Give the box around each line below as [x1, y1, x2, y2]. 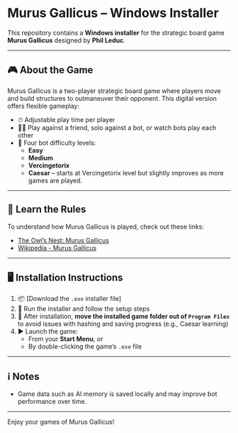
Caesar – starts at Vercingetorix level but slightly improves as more [28, 168, 225, 177]
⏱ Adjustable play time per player [17, 115, 115, 124]
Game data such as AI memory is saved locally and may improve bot [17, 390, 217, 398]
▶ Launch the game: [17, 327, 78, 336]
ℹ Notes [7, 371, 40, 383]
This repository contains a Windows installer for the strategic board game [7, 28, 225, 37]
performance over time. [17, 398, 87, 406]
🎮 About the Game [7, 64, 93, 76]
